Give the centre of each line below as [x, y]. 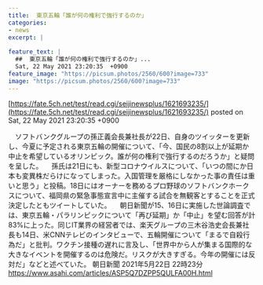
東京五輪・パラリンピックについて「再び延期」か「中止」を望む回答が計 [139, 215]
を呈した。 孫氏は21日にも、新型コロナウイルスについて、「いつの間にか [128, 166]
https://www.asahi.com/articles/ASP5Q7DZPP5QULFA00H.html [111, 272]
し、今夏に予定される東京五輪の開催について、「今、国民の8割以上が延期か [129, 146]
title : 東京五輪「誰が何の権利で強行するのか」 [78, 15]
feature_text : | [35, 52]
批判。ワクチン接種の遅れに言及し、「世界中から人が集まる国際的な [144, 244]
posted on [227, 111]
